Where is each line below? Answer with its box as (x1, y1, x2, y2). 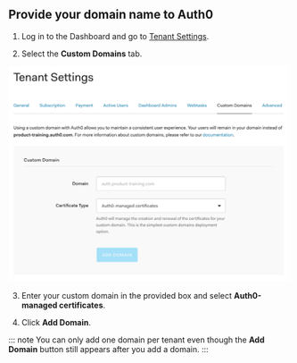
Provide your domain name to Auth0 (8, 7, 214, 22)
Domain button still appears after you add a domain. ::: (8, 344, 209, 355)
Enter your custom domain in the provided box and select (21, 291, 233, 301)
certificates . (58, 300, 106, 311)
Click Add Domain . (21, 317, 91, 328)
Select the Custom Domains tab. (21, 48, 143, 59)
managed (21, 300, 58, 311)
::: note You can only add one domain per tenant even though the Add (8, 334, 265, 345)
